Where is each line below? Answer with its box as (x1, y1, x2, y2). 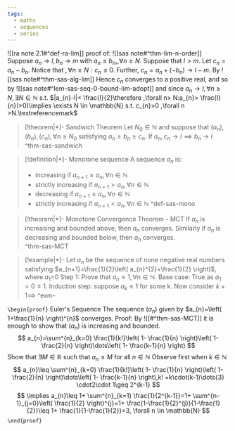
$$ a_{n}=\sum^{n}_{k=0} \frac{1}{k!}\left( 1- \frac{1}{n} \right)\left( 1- (17, 334, 220, 342)
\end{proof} (7, 418, 42, 425)
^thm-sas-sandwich (24, 141, 83, 150)
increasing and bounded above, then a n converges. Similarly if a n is (24, 224, 221, 234)
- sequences (13, 23, 49, 30)
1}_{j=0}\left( (16, 399, 53, 408)
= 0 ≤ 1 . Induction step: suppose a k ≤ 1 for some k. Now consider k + (24, 282, 225, 292)
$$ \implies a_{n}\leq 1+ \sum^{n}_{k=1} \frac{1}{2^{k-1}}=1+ (16, 392, 191, 400)
